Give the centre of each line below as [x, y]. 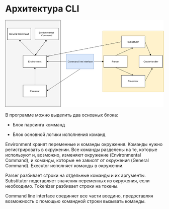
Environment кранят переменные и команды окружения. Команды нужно [84, 144]
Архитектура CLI [42, 9]
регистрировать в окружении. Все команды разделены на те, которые [81, 150]
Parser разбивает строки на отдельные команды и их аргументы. [75, 175]
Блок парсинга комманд [39, 124]
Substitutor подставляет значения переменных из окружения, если [77, 181]
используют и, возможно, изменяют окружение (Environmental [73, 155]
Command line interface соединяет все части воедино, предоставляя [79, 196]
